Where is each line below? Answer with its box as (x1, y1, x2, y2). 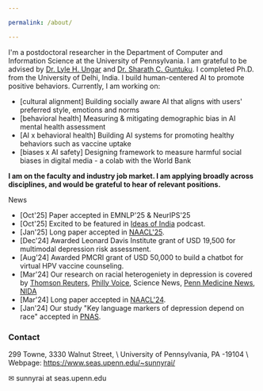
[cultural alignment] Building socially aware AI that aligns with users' (19, 96, 243, 106)
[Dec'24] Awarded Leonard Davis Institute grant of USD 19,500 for (19, 235, 236, 245)
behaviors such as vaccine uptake (19, 138, 132, 148)
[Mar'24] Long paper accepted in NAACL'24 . (19, 295, 166, 304)
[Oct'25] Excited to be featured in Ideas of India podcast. (19, 219, 206, 228)
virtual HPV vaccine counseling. (19, 261, 124, 270)
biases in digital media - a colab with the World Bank (19, 156, 192, 165)
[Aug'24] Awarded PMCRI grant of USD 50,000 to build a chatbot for (19, 252, 244, 262)
